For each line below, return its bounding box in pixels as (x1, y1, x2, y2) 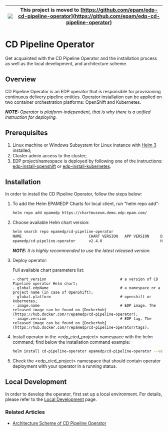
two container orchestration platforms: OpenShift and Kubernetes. (5, 99, 141, 105)
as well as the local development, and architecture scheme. (5, 60, 127, 67)
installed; (12, 147, 31, 153)
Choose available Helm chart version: (12, 220, 90, 226)
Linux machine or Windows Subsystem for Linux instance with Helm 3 (12, 142, 156, 148)
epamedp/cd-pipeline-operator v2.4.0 (12, 239, 102, 244)
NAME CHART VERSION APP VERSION (12, 234, 149, 239)
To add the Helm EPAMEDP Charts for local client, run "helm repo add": (12, 200, 160, 207)
